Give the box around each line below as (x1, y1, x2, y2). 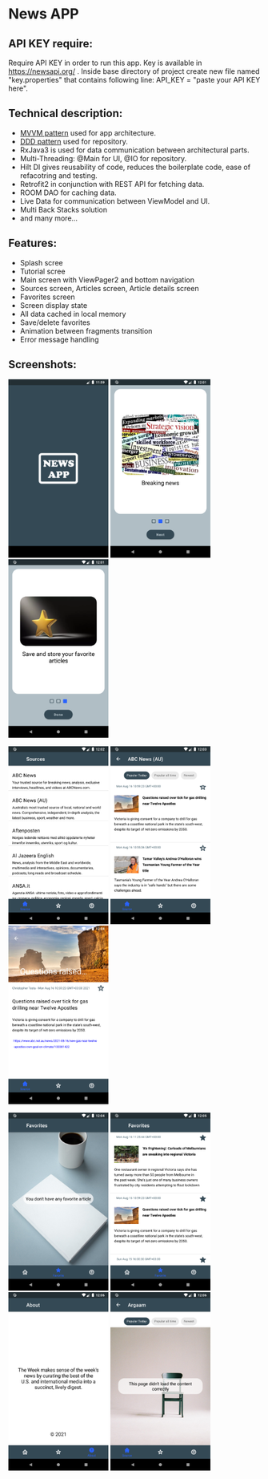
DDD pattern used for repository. (19, 136, 128, 146)
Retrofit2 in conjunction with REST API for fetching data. (19, 179, 205, 188)
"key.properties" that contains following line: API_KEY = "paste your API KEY (8, 75, 261, 84)
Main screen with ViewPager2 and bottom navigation (19, 274, 194, 285)
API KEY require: (8, 37, 94, 51)
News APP (8, 5, 79, 23)
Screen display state (19, 300, 88, 310)
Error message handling (19, 334, 99, 344)
